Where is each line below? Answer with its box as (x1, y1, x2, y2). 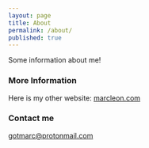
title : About (8, 19, 52, 27)
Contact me (8, 112, 55, 123)
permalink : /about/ (8, 26, 73, 34)
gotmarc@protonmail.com (8, 131, 94, 140)
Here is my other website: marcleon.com (8, 93, 141, 103)
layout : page (8, 11, 52, 20)
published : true (8, 33, 62, 42)
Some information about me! (8, 55, 101, 65)
